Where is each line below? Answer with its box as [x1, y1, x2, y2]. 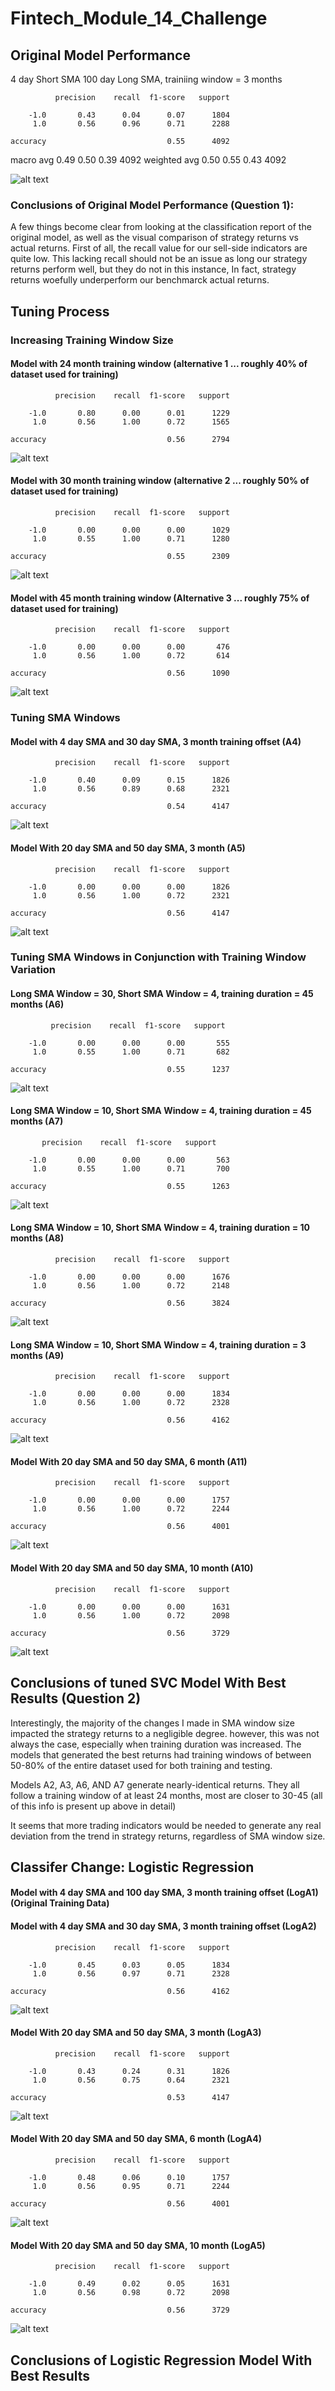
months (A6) [10, 998, 65, 1011]
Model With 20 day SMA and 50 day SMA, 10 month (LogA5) [10, 2239, 266, 2251]
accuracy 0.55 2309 [10, 552, 230, 562]
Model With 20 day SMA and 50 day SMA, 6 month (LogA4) [10, 2133, 263, 2145]
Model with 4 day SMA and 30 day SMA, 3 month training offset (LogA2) [10, 1920, 317, 1932]
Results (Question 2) [10, 1690, 142, 1707]
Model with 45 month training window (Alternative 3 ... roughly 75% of [10, 592, 310, 604]
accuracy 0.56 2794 [10, 434, 230, 444]
